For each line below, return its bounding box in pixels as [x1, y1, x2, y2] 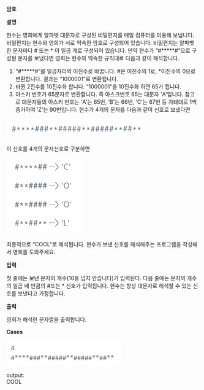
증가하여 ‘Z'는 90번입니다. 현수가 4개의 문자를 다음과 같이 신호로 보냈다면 [15, 106, 191, 113]
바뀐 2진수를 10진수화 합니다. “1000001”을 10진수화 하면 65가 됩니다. [15, 83, 182, 90]
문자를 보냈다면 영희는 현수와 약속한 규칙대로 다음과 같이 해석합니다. [17, 55, 179, 61]
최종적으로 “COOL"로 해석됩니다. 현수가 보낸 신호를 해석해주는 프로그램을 [6, 241, 182, 248]
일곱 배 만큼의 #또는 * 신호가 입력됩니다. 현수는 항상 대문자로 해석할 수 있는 [12, 282, 192, 289]
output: [6, 372, 25, 379]
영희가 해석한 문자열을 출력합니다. [6, 316, 87, 323]
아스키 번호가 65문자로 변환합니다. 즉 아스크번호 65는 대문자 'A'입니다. [15, 91, 184, 98]
